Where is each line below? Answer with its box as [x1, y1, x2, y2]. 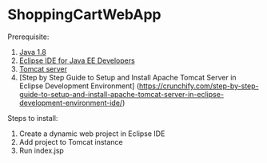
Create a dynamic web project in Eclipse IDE [18, 129, 165, 138]
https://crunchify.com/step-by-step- [138, 81, 259, 91]
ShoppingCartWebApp [7, 6, 161, 24]
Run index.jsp [18, 146, 65, 155]
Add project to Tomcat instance [18, 137, 123, 146]
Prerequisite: [7, 32, 50, 41]
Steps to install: [7, 113, 58, 122]
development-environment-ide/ [18, 98, 123, 107]
